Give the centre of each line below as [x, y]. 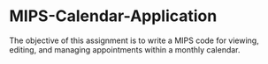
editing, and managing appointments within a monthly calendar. [125, 49]
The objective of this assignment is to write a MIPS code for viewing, [134, 40]
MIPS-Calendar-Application [113, 16]
